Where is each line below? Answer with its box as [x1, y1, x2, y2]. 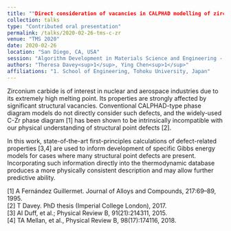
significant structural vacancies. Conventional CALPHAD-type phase [7, 101, 201, 110]
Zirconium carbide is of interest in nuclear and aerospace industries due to [7, 87, 219, 95]
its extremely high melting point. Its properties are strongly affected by [7, 94, 207, 102]
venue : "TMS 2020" [7, 36, 60, 43]
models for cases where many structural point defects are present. [7, 151, 197, 159]
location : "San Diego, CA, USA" [7, 49, 100, 56]
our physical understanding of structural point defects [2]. [7, 123, 172, 132]
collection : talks [7, 17, 60, 23]
